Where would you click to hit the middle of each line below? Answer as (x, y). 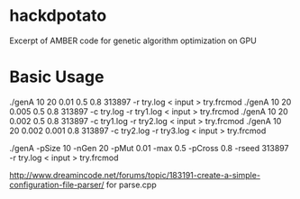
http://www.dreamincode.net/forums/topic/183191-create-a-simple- (135, 175)
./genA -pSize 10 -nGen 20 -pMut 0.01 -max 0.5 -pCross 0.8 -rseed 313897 (149, 148)
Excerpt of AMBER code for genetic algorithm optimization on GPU (133, 41)
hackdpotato (58, 16)
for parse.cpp (132, 185)
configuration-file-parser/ (57, 185)
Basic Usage (57, 77)
